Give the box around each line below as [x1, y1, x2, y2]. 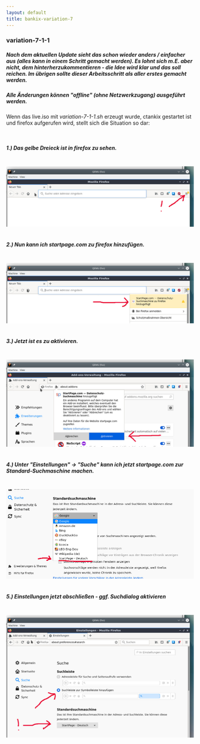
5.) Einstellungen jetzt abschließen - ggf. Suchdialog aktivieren [6, 593, 166, 600]
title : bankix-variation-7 [6, 16, 73, 22]
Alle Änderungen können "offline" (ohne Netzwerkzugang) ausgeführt [6, 91, 186, 98]
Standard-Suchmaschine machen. [6, 467, 94, 474]
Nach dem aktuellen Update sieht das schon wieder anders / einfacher [6, 51, 186, 58]
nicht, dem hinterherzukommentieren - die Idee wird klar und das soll [6, 64, 181, 71]
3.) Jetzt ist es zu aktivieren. [6, 338, 79, 345]
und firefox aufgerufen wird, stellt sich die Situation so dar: [6, 119, 150, 126]
